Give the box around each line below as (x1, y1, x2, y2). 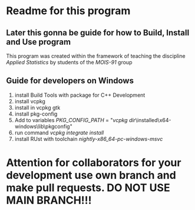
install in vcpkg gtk (14, 104, 61, 111)
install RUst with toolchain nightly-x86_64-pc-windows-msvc (14, 135, 163, 142)
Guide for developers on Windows (6, 76, 134, 86)
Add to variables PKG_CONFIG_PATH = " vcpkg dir (14, 116, 135, 123)
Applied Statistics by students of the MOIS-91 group (6, 59, 133, 65)
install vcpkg (14, 97, 46, 104)
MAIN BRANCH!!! (6, 193, 92, 207)
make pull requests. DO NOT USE (6, 181, 170, 194)
